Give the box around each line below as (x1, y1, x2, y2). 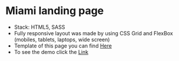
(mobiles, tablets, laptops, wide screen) (14, 36, 110, 43)
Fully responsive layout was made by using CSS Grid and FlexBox (14, 29, 173, 36)
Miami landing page (5, 4, 104, 18)
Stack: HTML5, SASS (14, 23, 65, 30)
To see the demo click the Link (14, 48, 89, 55)
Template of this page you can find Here (14, 42, 112, 49)
